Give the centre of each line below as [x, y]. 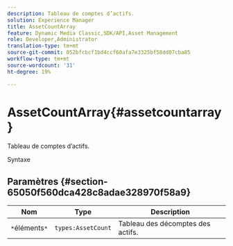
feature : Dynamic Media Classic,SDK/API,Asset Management [93, 33]
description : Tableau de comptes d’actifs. [71, 14]
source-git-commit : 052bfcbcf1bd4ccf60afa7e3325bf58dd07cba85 [99, 53]
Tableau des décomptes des [164, 224]
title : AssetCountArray [42, 26]
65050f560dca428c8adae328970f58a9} [99, 192]
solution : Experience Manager [51, 20]
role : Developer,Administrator [52, 40]
